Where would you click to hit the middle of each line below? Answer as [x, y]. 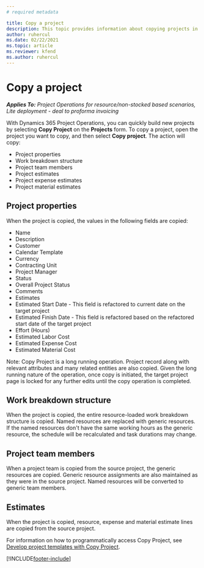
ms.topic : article [30, 46]
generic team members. [36, 488]
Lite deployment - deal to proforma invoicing [63, 111]
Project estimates [37, 174]
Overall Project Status [42, 285]
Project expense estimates [49, 180]
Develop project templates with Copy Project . [63, 547]
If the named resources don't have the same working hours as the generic [100, 428]
